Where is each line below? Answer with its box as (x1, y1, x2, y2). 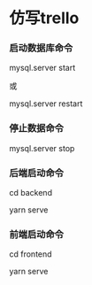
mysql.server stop (9, 142, 75, 153)
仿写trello (9, 8, 80, 28)
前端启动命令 (9, 228, 65, 240)
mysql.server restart (9, 98, 83, 109)
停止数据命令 (9, 122, 65, 135)
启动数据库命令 (9, 42, 73, 54)
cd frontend (9, 249, 52, 259)
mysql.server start (9, 63, 76, 73)
